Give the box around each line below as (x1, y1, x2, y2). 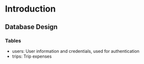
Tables (5, 37, 21, 44)
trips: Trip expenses (12, 53, 52, 59)
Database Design (5, 23, 58, 31)
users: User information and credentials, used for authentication (12, 48, 140, 54)
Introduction (5, 3, 56, 15)
